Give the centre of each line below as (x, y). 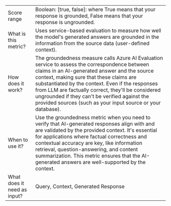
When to (18, 140)
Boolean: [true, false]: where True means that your (95, 9)
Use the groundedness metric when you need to (93, 117)
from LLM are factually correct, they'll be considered (98, 90)
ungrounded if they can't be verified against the (92, 96)
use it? (16, 146)
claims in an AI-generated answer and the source (95, 71)
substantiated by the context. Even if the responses (97, 84)
